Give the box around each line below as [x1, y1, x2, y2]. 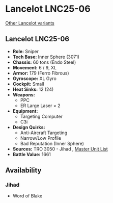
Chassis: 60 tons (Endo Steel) [12, 59, 76, 65]
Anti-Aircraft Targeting [20, 130, 68, 136]
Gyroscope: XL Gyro [12, 75, 57, 82]
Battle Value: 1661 [12, 151, 51, 157]
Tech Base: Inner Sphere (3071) [12, 54, 80, 60]
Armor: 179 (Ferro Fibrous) [12, 70, 70, 76]
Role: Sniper [12, 48, 39, 54]
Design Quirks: [12, 124, 45, 130]
